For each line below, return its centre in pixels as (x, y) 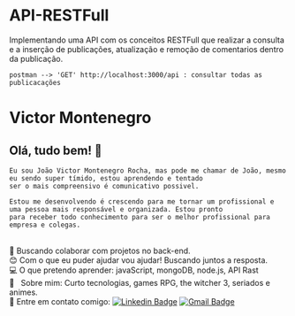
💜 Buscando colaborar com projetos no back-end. (100, 250)
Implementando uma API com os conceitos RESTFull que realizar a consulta (147, 40)
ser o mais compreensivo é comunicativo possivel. (104, 186)
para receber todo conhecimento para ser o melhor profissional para (140, 217)
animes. (23, 292)
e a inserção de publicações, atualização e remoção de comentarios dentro (147, 49)
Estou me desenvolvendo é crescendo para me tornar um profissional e (142, 201)
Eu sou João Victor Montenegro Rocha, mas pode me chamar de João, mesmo (148, 170)
